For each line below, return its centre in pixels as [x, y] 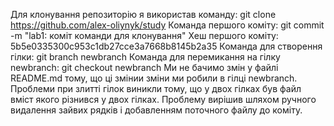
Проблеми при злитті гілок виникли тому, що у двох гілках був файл [156, 88]
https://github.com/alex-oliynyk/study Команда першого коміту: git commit [167, 25]
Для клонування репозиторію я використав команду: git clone [143, 14]
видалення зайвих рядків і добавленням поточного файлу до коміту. [156, 110]
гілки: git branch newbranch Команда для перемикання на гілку [145, 57]
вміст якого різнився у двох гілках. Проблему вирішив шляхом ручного [163, 99]
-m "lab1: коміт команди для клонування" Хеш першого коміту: [144, 35]
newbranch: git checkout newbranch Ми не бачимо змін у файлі [144, 67]
